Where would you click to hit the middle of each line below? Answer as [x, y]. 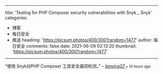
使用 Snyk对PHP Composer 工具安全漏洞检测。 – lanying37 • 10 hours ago [79, 66]
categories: [16, 18]
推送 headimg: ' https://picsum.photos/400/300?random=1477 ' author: [82, 40]
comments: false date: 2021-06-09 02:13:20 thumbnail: [81, 46]
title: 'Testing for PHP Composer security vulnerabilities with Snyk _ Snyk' [78, 12]
